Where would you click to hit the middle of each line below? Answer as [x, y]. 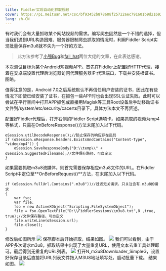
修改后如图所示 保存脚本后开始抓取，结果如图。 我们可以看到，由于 [80, 239]
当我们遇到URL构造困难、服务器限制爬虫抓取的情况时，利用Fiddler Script [79, 40]
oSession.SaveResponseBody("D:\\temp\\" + [58, 148]
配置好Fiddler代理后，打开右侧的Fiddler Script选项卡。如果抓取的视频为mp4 [82, 119]
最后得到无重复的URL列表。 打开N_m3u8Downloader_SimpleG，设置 [86, 251]
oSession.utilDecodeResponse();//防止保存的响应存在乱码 [61, 135]
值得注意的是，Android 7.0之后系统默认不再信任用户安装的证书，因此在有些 [82, 90]
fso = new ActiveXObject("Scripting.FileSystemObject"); [74, 207]
